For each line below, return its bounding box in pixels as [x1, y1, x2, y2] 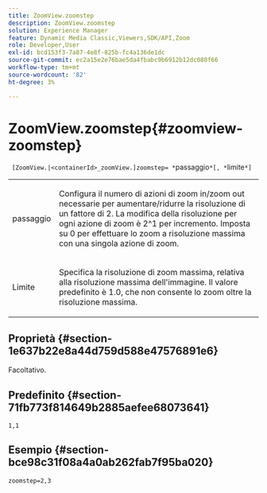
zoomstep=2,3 [8, 476, 52, 485]
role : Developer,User [8, 41, 80, 49]
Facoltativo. [8, 365, 47, 375]
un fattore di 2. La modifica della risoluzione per [58, 208, 238, 219]
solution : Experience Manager [8, 26, 109, 34]
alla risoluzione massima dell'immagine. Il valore [58, 277, 238, 288]
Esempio [8, 443, 52, 457]
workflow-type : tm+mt [8, 64, 80, 72]
